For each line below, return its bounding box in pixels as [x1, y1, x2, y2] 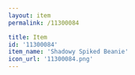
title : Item [8, 33, 47, 41]
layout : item [8, 11, 51, 20]
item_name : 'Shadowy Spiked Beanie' [8, 48, 129, 56]
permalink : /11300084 [8, 19, 80, 27]
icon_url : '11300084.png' [8, 55, 93, 63]
